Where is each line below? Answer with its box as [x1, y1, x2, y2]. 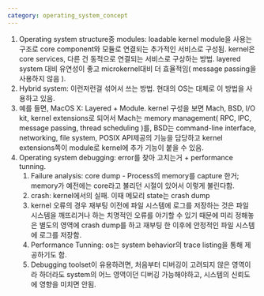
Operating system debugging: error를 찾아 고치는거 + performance [18, 152, 234, 162]
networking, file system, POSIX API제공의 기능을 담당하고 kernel [18, 133, 223, 142]
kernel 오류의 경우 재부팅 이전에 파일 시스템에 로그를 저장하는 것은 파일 [30, 200, 250, 210]
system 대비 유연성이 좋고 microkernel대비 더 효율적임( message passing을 [18, 64, 257, 73]
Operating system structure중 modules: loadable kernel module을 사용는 [18, 34, 252, 43]
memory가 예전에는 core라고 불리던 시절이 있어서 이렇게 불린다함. [30, 181, 235, 190]
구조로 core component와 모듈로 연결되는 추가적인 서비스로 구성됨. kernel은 [18, 44, 255, 54]
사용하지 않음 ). [18, 73, 66, 83]
